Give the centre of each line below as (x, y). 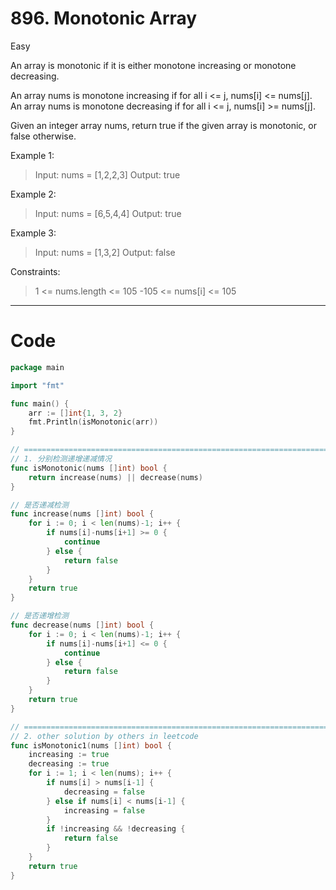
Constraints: (35, 271)
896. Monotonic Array (104, 18)
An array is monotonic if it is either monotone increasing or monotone (153, 65)
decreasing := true (69, 764)
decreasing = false (104, 792)
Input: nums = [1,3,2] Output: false (105, 252)
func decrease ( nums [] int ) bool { (82, 625)
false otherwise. (43, 136)
